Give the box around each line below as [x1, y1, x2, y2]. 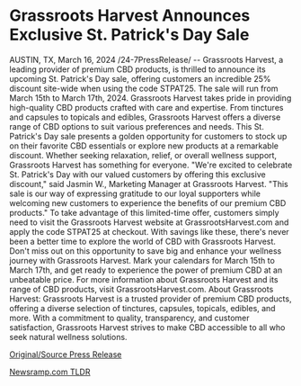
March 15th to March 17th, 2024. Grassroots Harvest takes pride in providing [9, 92, 292, 103]
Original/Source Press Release [9, 348, 122, 360]
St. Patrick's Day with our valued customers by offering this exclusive [9, 168, 267, 180]
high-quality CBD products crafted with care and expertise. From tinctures [9, 102, 284, 112]
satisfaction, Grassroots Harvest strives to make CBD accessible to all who [9, 321, 286, 333]
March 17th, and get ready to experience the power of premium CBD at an [9, 265, 283, 275]
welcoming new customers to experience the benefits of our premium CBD [9, 197, 287, 208]
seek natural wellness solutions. [9, 331, 128, 342]
